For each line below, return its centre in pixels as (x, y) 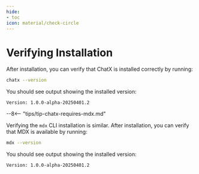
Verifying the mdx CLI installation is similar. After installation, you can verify (98, 125)
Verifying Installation (59, 52)
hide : (13, 12)
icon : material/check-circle (43, 23)
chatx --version (26, 80)
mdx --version (24, 143)
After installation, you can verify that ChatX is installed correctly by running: (99, 69)
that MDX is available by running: (47, 132)
